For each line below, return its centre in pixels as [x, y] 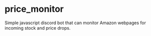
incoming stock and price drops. [38, 28]
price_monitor [34, 9]
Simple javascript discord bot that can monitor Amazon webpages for [75, 23]
